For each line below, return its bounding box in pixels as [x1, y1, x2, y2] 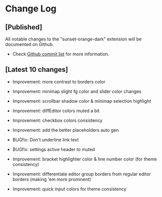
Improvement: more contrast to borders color [12, 78, 106, 85]
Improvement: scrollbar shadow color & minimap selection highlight [12, 98, 151, 104]
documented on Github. [5, 41, 54, 47]
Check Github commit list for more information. [12, 51, 109, 57]
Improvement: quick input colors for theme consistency [12, 186, 126, 192]
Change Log [5, 3, 56, 14]
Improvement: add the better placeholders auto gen [12, 127, 119, 133]
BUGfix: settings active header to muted [12, 146, 95, 152]
